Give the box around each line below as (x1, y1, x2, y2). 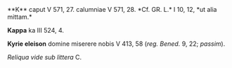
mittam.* (7, 12, 33, 21)
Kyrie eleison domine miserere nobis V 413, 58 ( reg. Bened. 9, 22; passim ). (7, 40, 226, 48)
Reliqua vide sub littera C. (7, 53, 82, 61)
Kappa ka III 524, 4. (7, 26, 65, 34)
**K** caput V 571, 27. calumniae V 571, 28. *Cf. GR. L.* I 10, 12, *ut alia (7, 6, 217, 13)
